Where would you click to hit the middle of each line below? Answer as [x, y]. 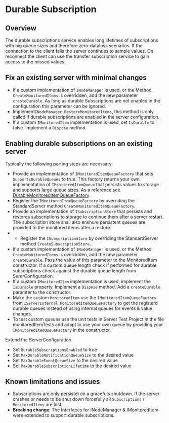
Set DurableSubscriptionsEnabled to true [55, 349]
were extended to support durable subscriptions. [64, 415]
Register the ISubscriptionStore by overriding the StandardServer [89, 238]
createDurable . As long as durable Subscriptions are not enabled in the [86, 100]
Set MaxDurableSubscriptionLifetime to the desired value [72, 366]
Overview [21, 28]
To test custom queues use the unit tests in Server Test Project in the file [88, 319]
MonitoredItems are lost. [37, 405]
